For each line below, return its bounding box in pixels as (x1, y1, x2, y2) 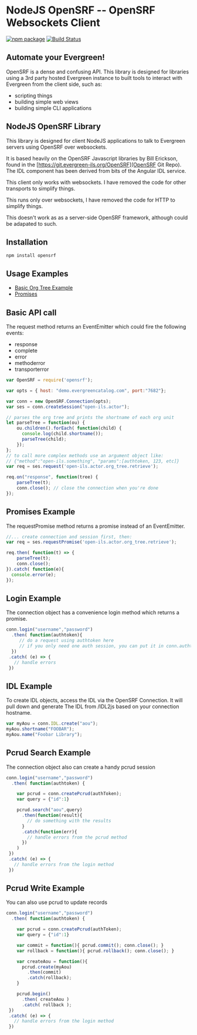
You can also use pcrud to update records (6, 899, 107, 906)
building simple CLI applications (14, 104, 92, 112)
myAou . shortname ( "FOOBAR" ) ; (6, 726, 75, 732)
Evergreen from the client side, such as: (6, 81, 103, 88)
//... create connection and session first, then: (6, 534, 133, 540)
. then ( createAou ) (21, 996, 69, 1002)
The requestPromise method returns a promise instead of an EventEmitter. (6, 522, 185, 530)
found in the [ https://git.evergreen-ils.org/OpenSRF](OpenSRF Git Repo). (6, 161, 182, 168)
